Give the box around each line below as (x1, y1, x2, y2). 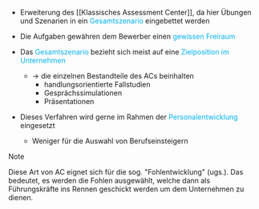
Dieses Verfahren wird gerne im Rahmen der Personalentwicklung (19, 112, 238, 122)
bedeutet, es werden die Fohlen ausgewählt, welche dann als (8, 176, 211, 185)
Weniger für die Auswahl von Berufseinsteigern (31, 136, 188, 146)
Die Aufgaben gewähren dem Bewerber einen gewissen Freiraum (19, 32, 236, 41)
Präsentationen (43, 97, 95, 106)
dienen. (8, 193, 34, 202)
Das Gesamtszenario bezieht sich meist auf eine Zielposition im (19, 47, 230, 56)
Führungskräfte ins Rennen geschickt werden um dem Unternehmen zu (8, 184, 245, 194)
